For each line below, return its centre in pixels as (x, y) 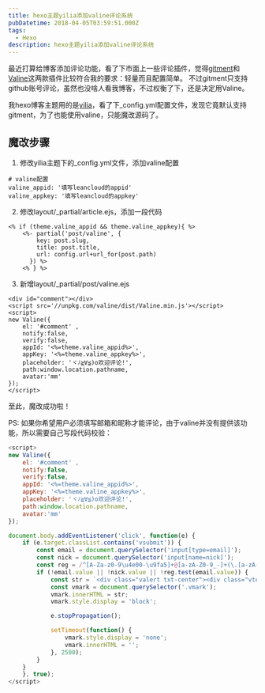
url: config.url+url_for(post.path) (97, 254)
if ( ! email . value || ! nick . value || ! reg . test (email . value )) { (143, 572)
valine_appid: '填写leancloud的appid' (70, 187)
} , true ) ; (39, 674)
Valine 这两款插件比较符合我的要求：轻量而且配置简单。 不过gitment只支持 (128, 78)
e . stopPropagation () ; (86, 616)
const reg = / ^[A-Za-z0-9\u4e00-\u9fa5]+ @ (107, 565)
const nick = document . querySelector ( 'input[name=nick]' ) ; (136, 558)
